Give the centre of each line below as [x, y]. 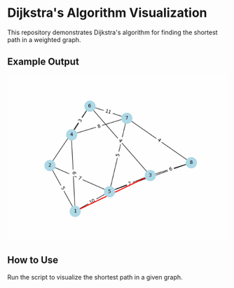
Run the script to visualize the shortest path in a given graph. [95, 277]
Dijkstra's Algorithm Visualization [108, 13]
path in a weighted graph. [44, 39]
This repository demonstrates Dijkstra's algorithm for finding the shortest [113, 32]
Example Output [43, 62]
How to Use [33, 260]
